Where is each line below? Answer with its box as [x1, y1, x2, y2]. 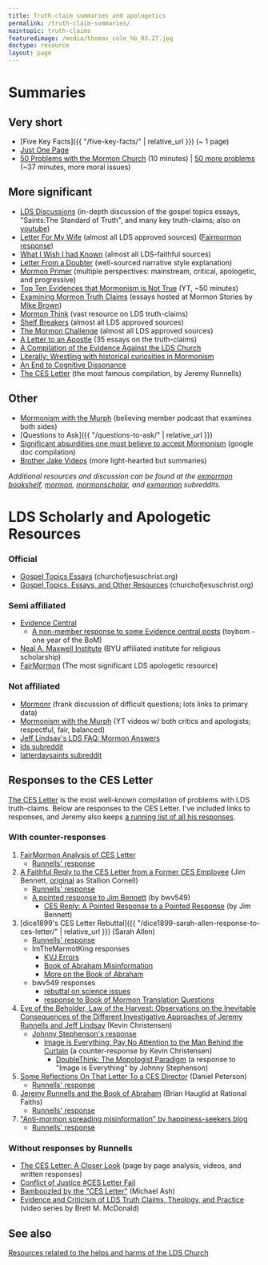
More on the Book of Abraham [43, 969, 144, 979]
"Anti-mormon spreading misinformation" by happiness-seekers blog [19, 1113, 248, 1123]
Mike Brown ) [19, 300, 62, 309]
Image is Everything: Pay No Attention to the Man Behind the [43, 1037, 244, 1047]
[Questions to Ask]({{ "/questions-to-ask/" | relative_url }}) [19, 430, 214, 439]
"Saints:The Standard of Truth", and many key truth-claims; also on [19, 215, 242, 224]
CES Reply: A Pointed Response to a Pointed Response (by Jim [43, 901, 252, 911]
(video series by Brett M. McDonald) [19, 1203, 140, 1213]
